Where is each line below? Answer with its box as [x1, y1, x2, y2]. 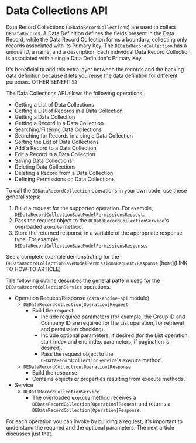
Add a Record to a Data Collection [14, 145, 97, 152]
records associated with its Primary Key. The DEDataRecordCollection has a [6, 42, 187, 49]
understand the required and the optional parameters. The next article [6, 424, 174, 431]
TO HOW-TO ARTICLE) [6, 265, 61, 273]
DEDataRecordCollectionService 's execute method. [40, 356, 163, 363]
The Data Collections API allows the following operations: [6, 90, 145, 97]
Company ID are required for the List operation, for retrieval [40, 319, 184, 326]
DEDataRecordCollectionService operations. [6, 283, 111, 290]
